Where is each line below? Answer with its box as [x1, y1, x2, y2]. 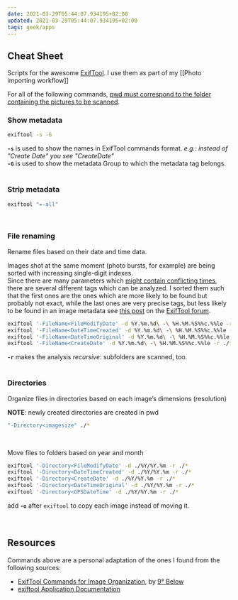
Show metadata [7, 115, 63, 125]
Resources [7, 537, 56, 549]
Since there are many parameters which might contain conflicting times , [7, 276, 217, 285]
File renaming [7, 231, 55, 241]
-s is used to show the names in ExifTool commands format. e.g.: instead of [7, 144, 228, 153]
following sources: [7, 563, 62, 572]
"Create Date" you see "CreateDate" [7, 152, 115, 160]
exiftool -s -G [7, 131, 52, 138]
